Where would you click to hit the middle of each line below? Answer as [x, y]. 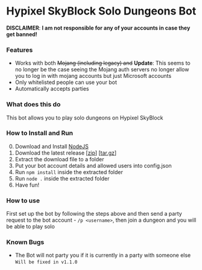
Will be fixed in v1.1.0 [46, 262]
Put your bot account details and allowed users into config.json [93, 166]
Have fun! [27, 185]
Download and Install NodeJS [52, 146]
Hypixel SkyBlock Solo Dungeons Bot [101, 11]
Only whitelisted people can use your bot [66, 82]
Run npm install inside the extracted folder [69, 172]
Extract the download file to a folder [59, 159]
